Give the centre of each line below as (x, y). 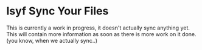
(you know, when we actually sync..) (52, 40)
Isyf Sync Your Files (57, 11)
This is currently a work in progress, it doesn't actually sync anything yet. (98, 28)
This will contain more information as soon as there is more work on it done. (101, 34)
